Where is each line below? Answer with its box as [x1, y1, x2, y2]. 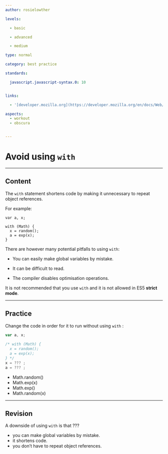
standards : [5, 71, 28, 76]
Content [5, 177, 31, 186]
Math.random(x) [12, 390, 46, 396]
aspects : [5, 111, 23, 116]
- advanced [9, 35, 32, 40]
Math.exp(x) [12, 379, 38, 385]
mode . [5, 290, 19, 296]
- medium [9, 44, 28, 49]
